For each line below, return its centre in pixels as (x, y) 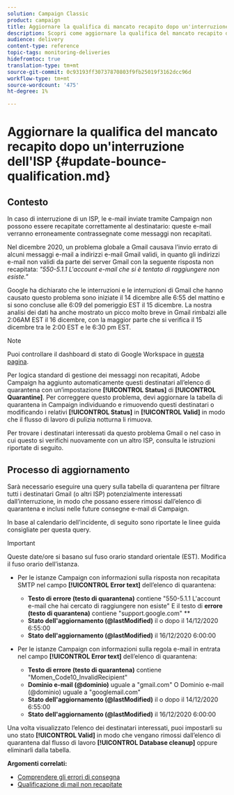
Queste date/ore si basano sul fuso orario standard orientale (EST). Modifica (117, 556)
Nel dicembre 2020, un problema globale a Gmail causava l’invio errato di (112, 247)
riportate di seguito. (36, 448)
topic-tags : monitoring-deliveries (59, 53)
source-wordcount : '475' (43, 85)
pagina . (18, 362)
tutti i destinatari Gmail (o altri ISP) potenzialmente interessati (95, 494)
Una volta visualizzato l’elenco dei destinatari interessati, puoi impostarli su (115, 727)
